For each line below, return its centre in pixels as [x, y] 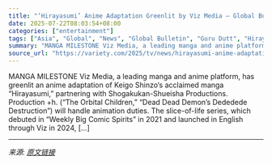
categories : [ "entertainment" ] [61, 31]
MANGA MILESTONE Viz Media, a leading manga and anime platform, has [132, 76]
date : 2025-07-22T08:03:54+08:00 [65, 23]
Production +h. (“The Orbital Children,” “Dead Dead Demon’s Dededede [128, 102]
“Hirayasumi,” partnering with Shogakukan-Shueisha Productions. [118, 93]
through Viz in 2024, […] [49, 128]
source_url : [28, 53]
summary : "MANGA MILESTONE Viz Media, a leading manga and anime [121, 46]
